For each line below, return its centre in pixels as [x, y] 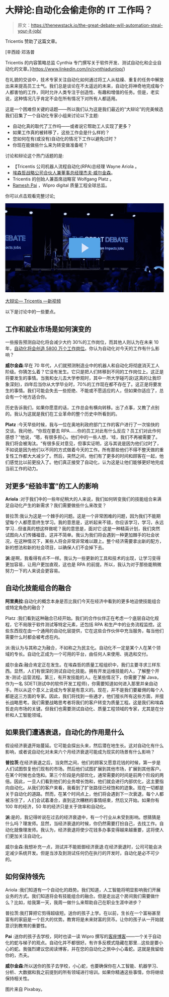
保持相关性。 [18, 978]
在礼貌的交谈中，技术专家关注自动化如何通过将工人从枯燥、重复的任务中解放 [84, 79]
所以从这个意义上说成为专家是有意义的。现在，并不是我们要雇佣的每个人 [89, 690]
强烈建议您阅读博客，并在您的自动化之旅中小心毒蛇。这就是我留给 [95, 949]
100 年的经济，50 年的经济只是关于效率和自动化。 [57, 806]
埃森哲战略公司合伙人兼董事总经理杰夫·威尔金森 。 [64, 173]
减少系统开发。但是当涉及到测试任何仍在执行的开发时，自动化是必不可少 [84, 853]
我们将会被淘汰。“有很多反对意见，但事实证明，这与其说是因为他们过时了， [83, 444]
